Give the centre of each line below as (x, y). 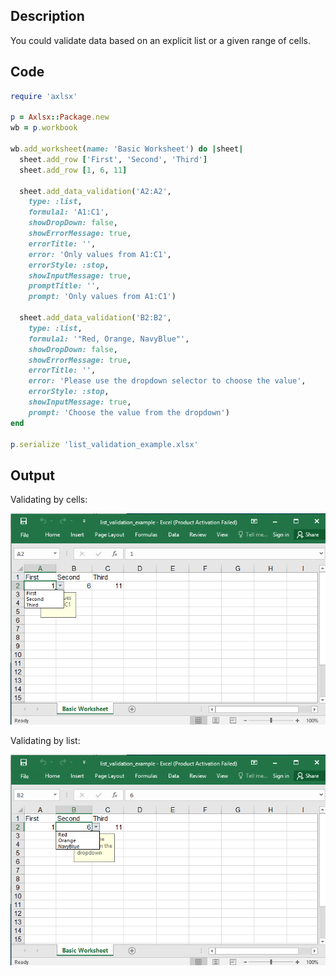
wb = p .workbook (44, 128)
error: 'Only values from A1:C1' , (100, 254)
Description (47, 16)
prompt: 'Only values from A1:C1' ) (102, 297)
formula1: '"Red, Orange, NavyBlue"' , (109, 339)
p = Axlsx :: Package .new (60, 117)
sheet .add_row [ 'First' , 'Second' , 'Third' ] (113, 159)
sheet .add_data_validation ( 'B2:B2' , (95, 318)
